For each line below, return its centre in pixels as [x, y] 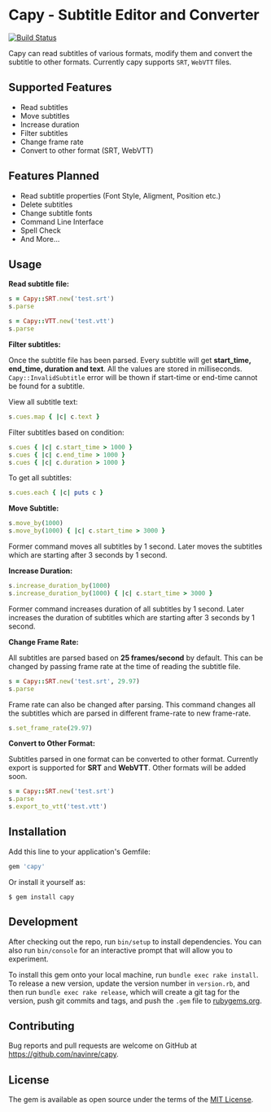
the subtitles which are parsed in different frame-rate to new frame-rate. [130, 713]
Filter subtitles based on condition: [66, 432]
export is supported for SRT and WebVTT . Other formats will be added [127, 768]
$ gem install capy [42, 897]
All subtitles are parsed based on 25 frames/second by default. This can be [136, 658]
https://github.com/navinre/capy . [64, 1054]
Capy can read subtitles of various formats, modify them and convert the [131, 53]
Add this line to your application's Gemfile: [79, 852]
